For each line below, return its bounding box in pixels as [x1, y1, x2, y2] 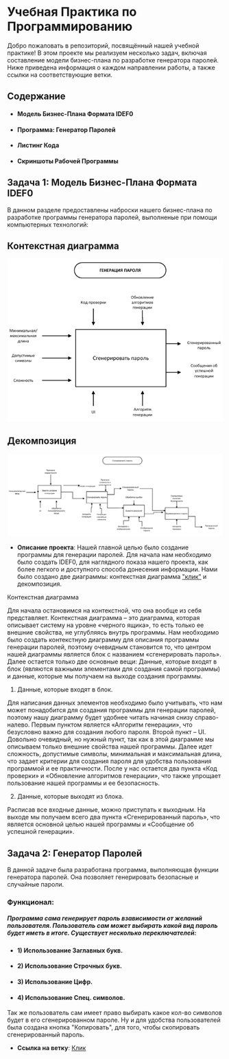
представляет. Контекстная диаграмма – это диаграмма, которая [7, 614, 200, 622]
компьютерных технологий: [7, 220, 89, 229]
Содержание [7, 91, 67, 102]
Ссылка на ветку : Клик [16, 1044, 86, 1052]
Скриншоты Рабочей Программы [16, 157, 119, 165]
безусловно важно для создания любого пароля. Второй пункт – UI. [7, 728, 206, 736]
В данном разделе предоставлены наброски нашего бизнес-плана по [7, 205, 213, 214]
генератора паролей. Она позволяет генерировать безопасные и [7, 873, 199, 881]
